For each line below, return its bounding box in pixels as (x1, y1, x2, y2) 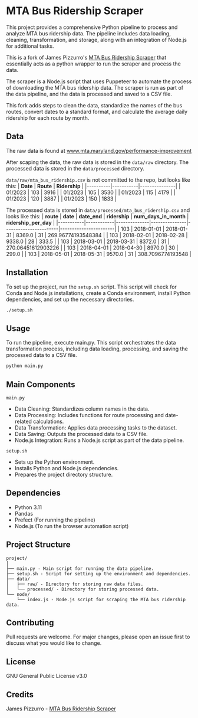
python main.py (6, 363, 44, 369)
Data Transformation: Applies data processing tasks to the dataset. (14, 424, 177, 431)
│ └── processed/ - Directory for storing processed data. (6, 586, 160, 592)
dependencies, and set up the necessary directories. (6, 296, 134, 303)
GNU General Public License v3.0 (6, 673, 87, 680)
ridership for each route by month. (6, 114, 90, 122)
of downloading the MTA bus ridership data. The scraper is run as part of (6, 84, 184, 91)
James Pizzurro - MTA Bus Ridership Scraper (6, 705, 116, 712)
